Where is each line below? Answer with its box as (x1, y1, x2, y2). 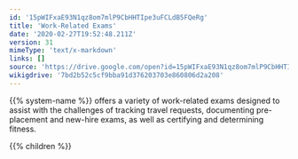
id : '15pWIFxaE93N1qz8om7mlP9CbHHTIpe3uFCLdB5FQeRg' (9, 12, 208, 22)
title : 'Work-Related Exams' (9, 21, 117, 30)
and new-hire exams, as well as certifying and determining (50, 114, 264, 124)
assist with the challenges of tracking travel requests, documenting (9, 104, 255, 115)
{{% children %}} (9, 140, 73, 151)
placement (9, 114, 49, 124)
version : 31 (9, 37, 53, 47)
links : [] (9, 54, 46, 63)
